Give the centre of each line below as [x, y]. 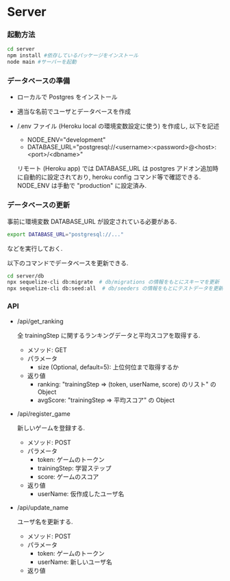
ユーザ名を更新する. [45, 521]
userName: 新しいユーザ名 [75, 562]
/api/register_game [43, 413]
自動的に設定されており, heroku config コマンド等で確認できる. [112, 177]
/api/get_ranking [40, 321]
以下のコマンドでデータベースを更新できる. [68, 263]
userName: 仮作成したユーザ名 [81, 493]
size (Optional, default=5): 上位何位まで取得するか [108, 367]
